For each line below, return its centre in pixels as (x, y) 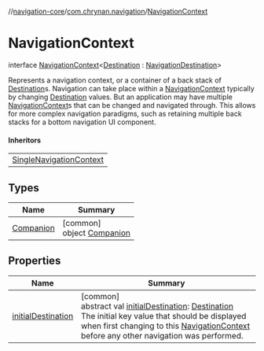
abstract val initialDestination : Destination (158, 306)
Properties (35, 261)
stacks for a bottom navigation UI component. (82, 122)
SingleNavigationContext (58, 160)
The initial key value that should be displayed (164, 316)
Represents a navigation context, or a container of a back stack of (115, 80)
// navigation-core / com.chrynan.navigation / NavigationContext (108, 11)
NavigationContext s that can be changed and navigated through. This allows (132, 105)
